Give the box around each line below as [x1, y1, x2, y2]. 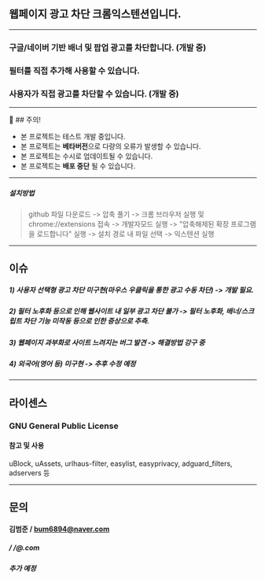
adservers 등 [9, 467, 50, 478]
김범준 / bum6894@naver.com [9, 524, 110, 534]
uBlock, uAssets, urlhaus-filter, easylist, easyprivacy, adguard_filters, [9, 459, 233, 468]
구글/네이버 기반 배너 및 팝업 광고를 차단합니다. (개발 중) [9, 42, 207, 53]
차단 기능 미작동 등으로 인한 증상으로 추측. [23, 316, 150, 326]
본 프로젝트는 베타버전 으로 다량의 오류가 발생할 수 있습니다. [20, 141, 201, 151]
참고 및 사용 [9, 441, 45, 450]
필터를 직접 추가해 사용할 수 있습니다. [9, 65, 140, 76]
